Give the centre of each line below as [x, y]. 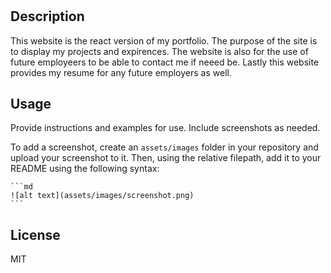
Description [47, 16]
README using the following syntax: [85, 169]
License [35, 234]
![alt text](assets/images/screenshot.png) [102, 196]
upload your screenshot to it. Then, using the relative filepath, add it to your [166, 158]
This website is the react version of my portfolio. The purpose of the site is [164, 40]
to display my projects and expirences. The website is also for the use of [159, 51]
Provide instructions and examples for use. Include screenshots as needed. [165, 128]
